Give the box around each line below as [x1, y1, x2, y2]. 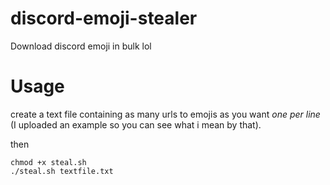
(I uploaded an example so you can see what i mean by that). [10, 118, 262, 131]
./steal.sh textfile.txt [10, 166, 114, 176]
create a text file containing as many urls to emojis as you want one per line [10, 108, 321, 120]
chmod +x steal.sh [10, 157, 87, 167]
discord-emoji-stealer [10, 7, 198, 30]
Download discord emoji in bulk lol [10, 40, 152, 52]
